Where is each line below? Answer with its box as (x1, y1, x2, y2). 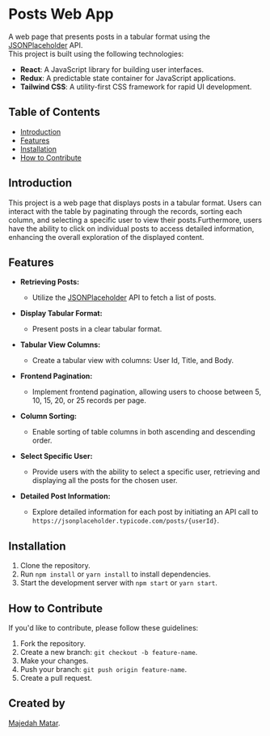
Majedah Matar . (8, 718, 61, 728)
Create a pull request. (19, 674, 93, 683)
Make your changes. (19, 656, 89, 665)
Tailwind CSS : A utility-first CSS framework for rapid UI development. (19, 82, 252, 92)
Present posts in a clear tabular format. (32, 324, 162, 334)
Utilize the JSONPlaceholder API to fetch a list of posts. (32, 293, 217, 302)
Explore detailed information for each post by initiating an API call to (32, 507, 259, 517)
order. (32, 435, 53, 446)
